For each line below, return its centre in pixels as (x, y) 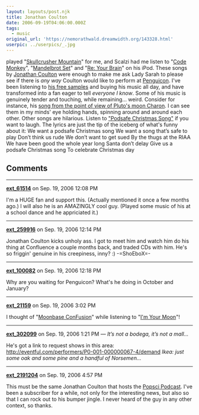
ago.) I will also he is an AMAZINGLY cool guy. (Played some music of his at (98, 206)
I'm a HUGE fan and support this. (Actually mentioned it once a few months (98, 200)
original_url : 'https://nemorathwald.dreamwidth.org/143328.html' (90, 39)
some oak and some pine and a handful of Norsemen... (74, 358)
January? (17, 288)
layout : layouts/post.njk (38, 12)
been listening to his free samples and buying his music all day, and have (95, 87)
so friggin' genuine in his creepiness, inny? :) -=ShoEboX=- (78, 253)
